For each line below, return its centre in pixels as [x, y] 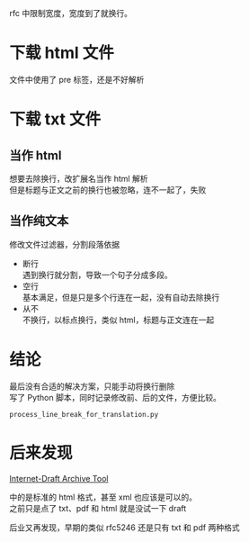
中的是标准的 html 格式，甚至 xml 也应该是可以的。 [103, 497]
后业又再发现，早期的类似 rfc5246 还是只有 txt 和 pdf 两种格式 [124, 527]
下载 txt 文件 [55, 119]
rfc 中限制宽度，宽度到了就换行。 [71, 13]
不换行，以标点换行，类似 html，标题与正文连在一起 [118, 320]
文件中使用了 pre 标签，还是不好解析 [77, 79]
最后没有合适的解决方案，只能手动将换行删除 [92, 386]
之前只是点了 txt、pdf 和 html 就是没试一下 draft [98, 508]
